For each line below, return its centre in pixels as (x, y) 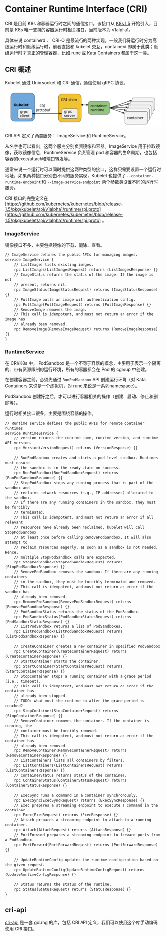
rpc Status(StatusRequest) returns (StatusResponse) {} (73, 890)
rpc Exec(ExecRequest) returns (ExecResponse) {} (66, 815)
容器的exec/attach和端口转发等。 (39, 158)
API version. (19, 443)
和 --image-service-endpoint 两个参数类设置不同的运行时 (100, 182)
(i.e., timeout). (23, 681)
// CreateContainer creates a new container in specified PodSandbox (87, 647)
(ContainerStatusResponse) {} (36, 785)
